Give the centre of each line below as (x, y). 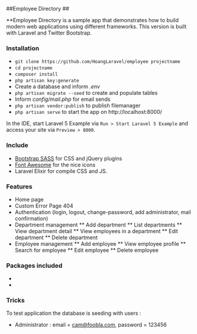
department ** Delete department (56, 237)
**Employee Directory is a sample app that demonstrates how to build (93, 20)
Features (19, 186)
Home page (29, 199)
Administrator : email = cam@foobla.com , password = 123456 (91, 325)
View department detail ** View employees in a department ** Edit (96, 231)
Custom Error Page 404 (44, 206)
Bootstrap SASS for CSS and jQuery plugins (68, 158)
